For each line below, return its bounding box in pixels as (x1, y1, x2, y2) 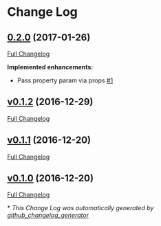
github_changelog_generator (7, 211, 89, 220)
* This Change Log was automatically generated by (7, 204, 154, 212)
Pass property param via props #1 (17, 76, 114, 84)
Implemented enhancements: (7, 63, 94, 71)
